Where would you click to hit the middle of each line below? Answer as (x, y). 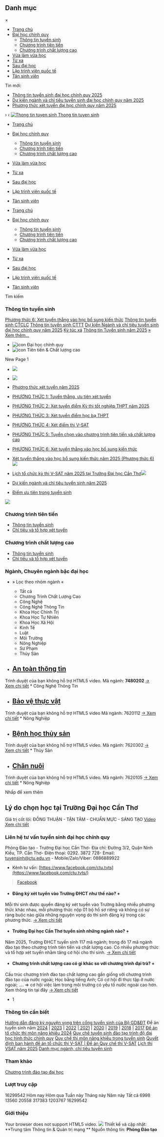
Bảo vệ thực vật (36, 701)
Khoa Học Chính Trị (39, 612)
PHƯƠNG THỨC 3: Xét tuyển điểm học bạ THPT (60, 416)
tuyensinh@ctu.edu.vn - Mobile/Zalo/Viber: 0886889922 (62, 858)
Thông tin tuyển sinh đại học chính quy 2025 (57, 95)
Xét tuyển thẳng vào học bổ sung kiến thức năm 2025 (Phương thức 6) (83, 459)
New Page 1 (17, 359)
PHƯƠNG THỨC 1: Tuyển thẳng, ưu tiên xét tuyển (61, 397)
